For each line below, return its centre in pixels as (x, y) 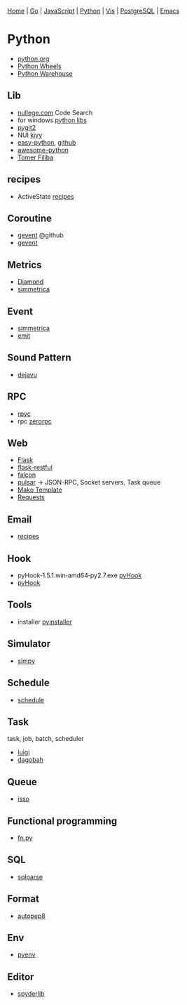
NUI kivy (30, 135)
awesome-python (43, 150)
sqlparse (30, 876)
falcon (27, 475)
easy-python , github (47, 142)
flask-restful (35, 468)
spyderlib (31, 994)
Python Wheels (39, 66)
